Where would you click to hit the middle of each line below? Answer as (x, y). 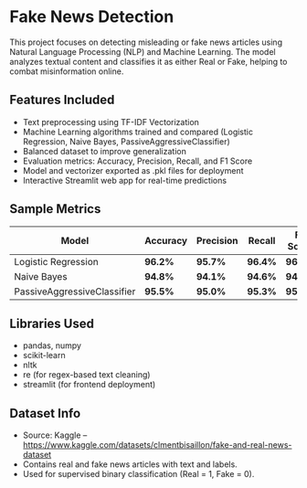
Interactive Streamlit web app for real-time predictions (124, 180)
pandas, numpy (52, 345)
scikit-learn (44, 355)
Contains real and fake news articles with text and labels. (130, 464)
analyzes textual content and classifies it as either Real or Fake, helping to (148, 61)
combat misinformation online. (67, 71)
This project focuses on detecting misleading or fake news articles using (146, 42)
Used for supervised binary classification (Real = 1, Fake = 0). (138, 474)
